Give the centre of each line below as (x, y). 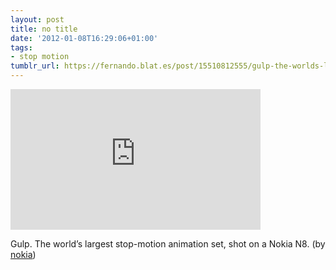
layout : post (37, 19)
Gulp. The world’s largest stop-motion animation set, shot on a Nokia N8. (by (168, 244)
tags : (21, 47)
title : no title (44, 29)
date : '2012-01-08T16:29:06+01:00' (84, 38)
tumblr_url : (35, 66)
